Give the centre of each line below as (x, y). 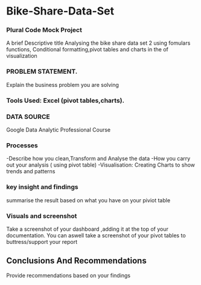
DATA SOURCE (28, 117)
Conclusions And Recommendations (76, 261)
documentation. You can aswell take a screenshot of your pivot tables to (96, 235)
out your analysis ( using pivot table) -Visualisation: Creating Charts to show (101, 165)
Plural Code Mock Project (44, 30)
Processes (22, 145)
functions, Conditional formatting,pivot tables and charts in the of (88, 50)
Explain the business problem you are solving (63, 85)
